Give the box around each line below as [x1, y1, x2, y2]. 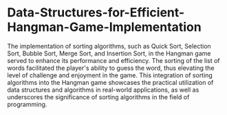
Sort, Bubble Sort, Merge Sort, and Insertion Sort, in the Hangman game [7, 49, 211, 57]
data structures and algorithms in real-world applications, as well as [7, 86, 199, 94]
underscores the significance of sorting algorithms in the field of [7, 92, 190, 101]
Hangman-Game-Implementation [7, 19, 202, 35]
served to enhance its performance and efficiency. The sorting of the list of [7, 56, 220, 64]
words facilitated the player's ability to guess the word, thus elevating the [7, 64, 215, 72]
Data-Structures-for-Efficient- [7, 5, 185, 21]
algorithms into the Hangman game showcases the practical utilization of [7, 78, 214, 86]
